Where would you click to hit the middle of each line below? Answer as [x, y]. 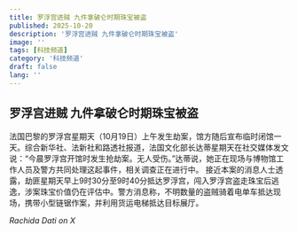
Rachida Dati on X [42, 220]
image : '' [27, 42]
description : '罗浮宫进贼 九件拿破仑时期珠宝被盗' [94, 34]
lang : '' [25, 75]
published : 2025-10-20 [51, 26]
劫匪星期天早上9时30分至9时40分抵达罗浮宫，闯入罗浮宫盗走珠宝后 [148, 180]
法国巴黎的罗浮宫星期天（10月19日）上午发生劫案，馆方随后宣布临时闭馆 [141, 136]
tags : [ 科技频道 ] [39, 50]
